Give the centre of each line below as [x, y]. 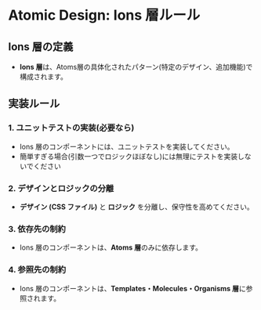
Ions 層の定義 [41, 47]
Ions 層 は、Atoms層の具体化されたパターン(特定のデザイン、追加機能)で [136, 67]
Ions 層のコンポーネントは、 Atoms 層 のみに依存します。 [111, 247]
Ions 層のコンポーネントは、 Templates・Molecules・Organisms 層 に [132, 288]
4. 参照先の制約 [37, 270]
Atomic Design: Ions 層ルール [104, 15]
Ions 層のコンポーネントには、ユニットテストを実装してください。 [127, 146]
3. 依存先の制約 [37, 229]
